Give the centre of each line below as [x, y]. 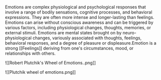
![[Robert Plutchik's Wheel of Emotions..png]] [51, 63]
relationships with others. [30, 53]
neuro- [129, 33]
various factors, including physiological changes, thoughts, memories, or [78, 28]
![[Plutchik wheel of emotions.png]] [41, 72]
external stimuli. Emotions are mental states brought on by [63, 33]
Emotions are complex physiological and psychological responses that [75, 7]
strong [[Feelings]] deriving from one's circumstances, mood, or [69, 48]
